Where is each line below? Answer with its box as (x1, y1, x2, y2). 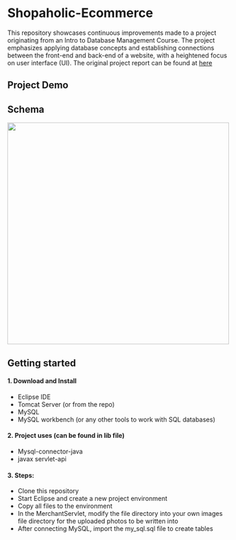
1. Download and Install (7, 377, 77, 385)
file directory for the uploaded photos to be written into (17, 517, 179, 526)
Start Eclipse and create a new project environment (17, 495, 168, 503)
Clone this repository (17, 487, 79, 495)
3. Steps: (7, 470, 35, 480)
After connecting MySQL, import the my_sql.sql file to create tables (17, 524, 214, 533)
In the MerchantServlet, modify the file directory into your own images (17, 509, 223, 518)
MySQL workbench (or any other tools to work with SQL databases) (17, 415, 216, 424)
